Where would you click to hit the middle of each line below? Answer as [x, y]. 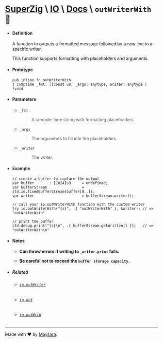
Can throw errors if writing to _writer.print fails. [69, 251]
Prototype [22, 70]
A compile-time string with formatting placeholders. [83, 119]
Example [21, 169]
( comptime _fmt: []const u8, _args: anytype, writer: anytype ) [79, 84]
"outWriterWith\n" [31, 230]
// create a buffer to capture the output [56, 179]
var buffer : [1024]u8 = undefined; [60, 183]
